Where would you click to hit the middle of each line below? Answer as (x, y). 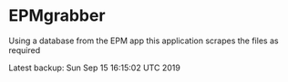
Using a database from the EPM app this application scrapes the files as (144, 41)
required (25, 50)
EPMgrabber (57, 16)
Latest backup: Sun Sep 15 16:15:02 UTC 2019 (95, 68)
